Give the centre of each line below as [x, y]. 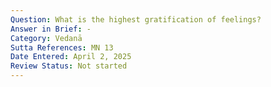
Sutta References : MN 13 [62, 47]
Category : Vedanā [46, 38]
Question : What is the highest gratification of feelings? [136, 19]
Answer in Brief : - [51, 29]
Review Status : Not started [69, 66]
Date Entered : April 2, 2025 [71, 57]
